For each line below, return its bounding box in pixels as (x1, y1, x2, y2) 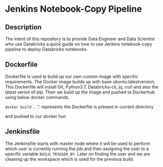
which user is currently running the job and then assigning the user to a (5, 145, 149, 151)
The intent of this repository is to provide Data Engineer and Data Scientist (5, 36, 155, 42)
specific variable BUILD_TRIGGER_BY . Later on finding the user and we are (5, 151, 150, 157)
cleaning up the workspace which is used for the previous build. (5, 156, 135, 162)
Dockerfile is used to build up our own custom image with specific (5, 73, 139, 79)
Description (5, 23, 42, 31)
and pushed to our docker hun (5, 113, 67, 119)
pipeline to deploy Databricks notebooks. (5, 47, 88, 52)
